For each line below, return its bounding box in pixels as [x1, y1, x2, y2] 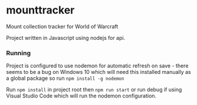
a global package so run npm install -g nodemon [6, 74, 124, 82]
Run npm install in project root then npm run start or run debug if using [6, 86, 182, 93]
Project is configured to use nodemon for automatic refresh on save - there [6, 62, 189, 69]
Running [6, 49, 31, 57]
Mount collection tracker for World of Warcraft [6, 23, 119, 30]
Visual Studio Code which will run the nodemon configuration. [6, 92, 157, 100]
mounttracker [6, 4, 75, 17]
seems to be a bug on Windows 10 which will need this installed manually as [6, 69, 191, 76]
